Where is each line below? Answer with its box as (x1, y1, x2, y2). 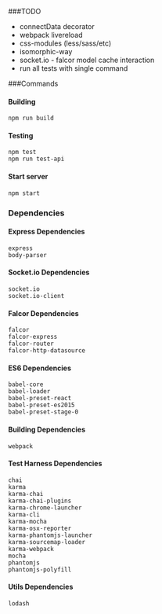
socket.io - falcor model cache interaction (19, 55, 155, 64)
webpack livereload (19, 31, 84, 39)
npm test (8, 149, 37, 156)
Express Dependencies (8, 227, 85, 237)
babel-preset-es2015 (8, 401, 76, 410)
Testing (8, 131, 34, 140)
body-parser (8, 251, 47, 259)
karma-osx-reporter (8, 524, 72, 532)
